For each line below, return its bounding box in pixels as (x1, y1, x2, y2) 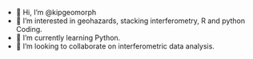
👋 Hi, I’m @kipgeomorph (15, 8, 97, 17)
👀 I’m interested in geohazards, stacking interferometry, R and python (15, 16, 246, 26)
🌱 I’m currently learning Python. (15, 33, 121, 42)
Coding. (15, 25, 42, 33)
